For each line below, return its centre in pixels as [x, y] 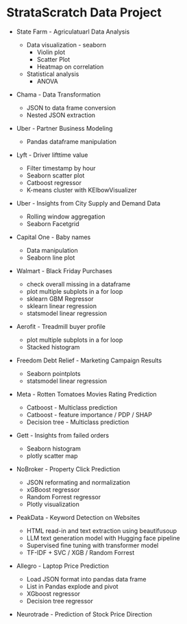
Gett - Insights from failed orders [63, 435]
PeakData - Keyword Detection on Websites [78, 517]
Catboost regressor [54, 182]
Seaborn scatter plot [55, 175]
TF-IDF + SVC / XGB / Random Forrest [80, 552]
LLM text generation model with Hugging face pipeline [103, 538]
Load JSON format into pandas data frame [86, 579]
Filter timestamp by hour [61, 168]
